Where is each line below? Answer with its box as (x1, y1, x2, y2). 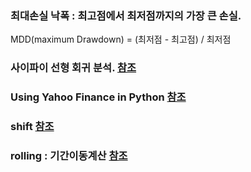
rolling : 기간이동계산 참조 (10, 148, 128, 162)
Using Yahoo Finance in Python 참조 (10, 90, 187, 104)
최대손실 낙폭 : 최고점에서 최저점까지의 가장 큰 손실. (10, 8, 242, 22)
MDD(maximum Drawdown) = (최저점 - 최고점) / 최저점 (10, 33, 232, 46)
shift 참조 (10, 120, 55, 134)
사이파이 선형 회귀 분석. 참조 (10, 61, 137, 75)
